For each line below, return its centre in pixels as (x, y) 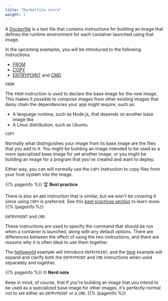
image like (23, 119)
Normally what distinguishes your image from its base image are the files (80, 143)
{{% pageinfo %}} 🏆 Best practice (41, 184)
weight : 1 (16, 15)
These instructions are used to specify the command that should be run (79, 226)
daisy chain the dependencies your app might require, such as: (70, 104)
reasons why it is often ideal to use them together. (57, 242)
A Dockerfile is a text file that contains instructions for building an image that (84, 29)
